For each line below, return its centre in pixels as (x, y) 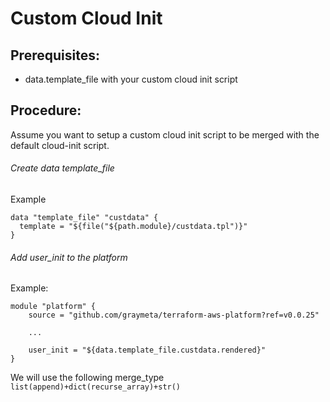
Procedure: (46, 110)
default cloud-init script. (60, 145)
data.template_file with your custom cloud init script (131, 79)
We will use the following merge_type (87, 378)
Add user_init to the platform (69, 257)
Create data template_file (62, 168)
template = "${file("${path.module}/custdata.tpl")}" (133, 227)
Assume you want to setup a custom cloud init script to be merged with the (165, 134)
